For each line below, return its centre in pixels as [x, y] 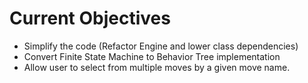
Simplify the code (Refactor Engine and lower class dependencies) [161, 46]
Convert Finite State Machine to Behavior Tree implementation [152, 56]
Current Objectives [90, 18]
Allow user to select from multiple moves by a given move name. [157, 67]
